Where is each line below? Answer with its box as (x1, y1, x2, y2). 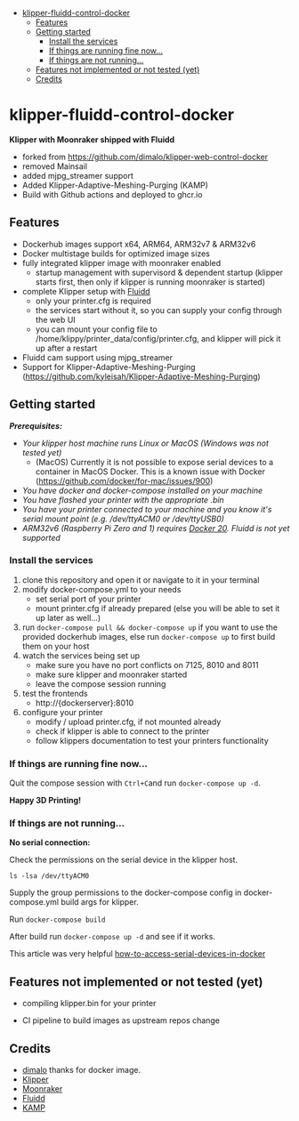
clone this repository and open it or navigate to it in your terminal (21, 574, 260, 585)
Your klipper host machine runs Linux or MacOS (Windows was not (21, 438, 270, 448)
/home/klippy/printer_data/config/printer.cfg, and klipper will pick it (35, 333, 281, 343)
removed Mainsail (21, 160, 87, 172)
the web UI (35, 314, 76, 325)
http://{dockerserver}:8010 (35, 698, 134, 708)
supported (21, 532, 61, 543)
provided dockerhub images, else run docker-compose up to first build (21, 631, 276, 641)
